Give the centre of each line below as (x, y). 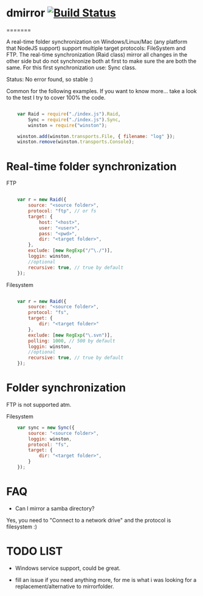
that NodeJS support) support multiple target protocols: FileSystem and (96, 48)
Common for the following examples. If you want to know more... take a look (101, 91)
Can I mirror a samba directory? (55, 508)
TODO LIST (35, 551)
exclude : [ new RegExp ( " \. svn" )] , (71, 335)
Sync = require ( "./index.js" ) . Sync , (74, 120)
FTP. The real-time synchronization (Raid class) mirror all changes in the (97, 54)
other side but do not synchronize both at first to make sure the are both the (101, 61)
